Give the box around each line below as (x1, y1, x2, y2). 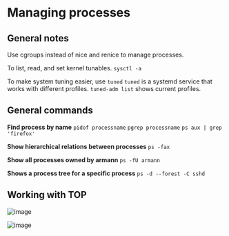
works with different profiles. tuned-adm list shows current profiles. (7, 85, 201, 92)
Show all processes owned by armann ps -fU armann (7, 155, 161, 164)
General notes (7, 32, 69, 44)
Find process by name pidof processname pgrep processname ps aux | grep (7, 123, 222, 131)
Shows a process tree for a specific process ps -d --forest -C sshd (7, 169, 206, 177)
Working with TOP (7, 189, 88, 201)
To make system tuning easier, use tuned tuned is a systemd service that (7, 77, 212, 86)
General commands (7, 105, 93, 117)
